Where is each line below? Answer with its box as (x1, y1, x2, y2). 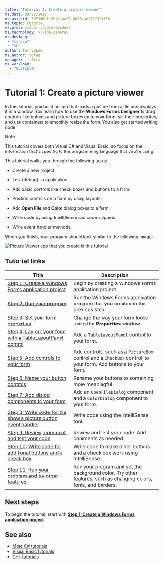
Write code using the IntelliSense (73, 412, 149, 418)
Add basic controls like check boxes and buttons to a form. (12, 186, 131, 192)
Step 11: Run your (7, 466, 49, 473)
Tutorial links (5, 257, 45, 265)
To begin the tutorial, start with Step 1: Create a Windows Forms (5, 511, 135, 517)
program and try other (7, 472, 59, 479)
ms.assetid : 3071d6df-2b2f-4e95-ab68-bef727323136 (5, 16, 110, 21)
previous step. (73, 306, 106, 313)
